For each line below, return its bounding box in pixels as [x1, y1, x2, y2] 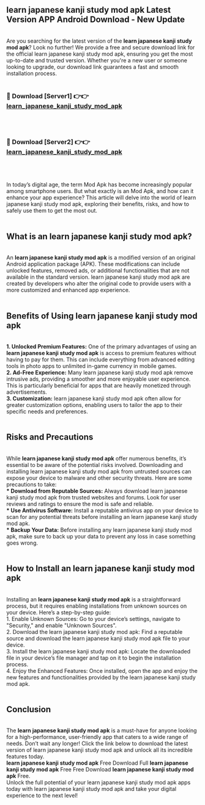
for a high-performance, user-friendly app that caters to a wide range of [6, 733, 188, 741]
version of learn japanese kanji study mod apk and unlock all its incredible [6, 746, 193, 754]
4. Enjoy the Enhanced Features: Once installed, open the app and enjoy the [6, 667, 198, 674]
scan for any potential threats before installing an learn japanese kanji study [6, 513, 198, 520]
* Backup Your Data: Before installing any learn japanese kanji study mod [6, 526, 192, 534]
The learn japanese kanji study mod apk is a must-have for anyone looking [6, 727, 197, 734]
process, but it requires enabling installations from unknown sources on [6, 602, 187, 609]
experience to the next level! [6, 792, 78, 799]
